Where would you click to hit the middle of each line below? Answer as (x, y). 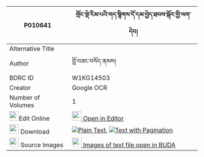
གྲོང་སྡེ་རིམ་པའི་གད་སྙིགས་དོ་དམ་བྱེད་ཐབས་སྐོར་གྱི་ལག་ (133, 15)
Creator (20, 88)
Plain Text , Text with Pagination (125, 130)
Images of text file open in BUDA (129, 145)
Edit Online (35, 119)
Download (35, 132)
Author (19, 63)
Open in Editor (103, 119)
